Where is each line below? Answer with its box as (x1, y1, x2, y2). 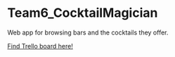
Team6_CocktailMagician (7, 5, 158, 21)
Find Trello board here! (7, 42, 74, 50)
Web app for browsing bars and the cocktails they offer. (7, 28, 169, 37)
